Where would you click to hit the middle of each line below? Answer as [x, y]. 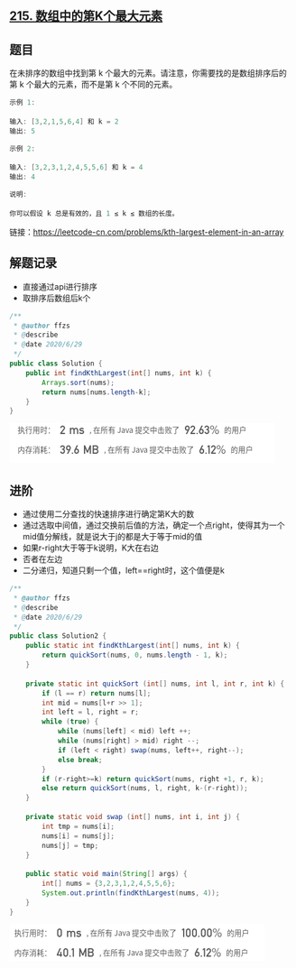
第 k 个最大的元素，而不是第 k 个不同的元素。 [93, 85]
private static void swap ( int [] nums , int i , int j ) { [133, 817]
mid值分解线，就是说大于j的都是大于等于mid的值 [112, 537]
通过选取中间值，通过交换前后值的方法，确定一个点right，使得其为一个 [154, 525]
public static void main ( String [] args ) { [106, 874]
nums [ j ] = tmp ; [70, 845]
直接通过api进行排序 [60, 286]
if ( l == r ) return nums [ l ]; [97, 693]
